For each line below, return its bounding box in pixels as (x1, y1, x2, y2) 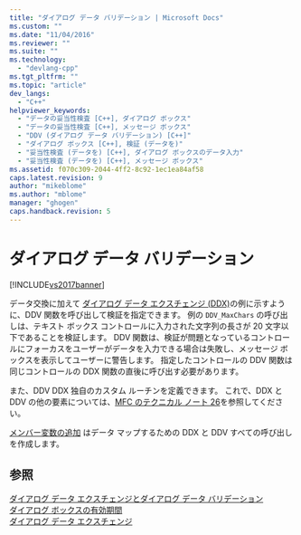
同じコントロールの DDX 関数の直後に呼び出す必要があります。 (9, 366, 244, 377)
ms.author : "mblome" (9, 190, 88, 199)
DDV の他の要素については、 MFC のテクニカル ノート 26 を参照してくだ (9, 396, 276, 407)
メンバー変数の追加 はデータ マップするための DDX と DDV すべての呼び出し (9, 426, 293, 437)
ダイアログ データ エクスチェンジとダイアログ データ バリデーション (9, 492, 264, 503)
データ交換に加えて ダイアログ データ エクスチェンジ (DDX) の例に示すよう (9, 298, 287, 309)
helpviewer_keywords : (9, 106, 91, 115)
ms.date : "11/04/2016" (9, 30, 95, 39)
